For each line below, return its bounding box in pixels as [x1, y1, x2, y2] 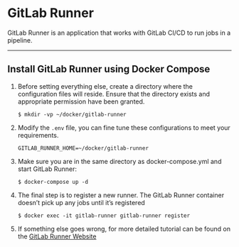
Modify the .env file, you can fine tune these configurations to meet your [17, 123, 231, 132]
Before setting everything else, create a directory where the [17, 82, 193, 90]
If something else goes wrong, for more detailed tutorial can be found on [17, 224, 231, 233]
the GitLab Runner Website [17, 232, 97, 241]
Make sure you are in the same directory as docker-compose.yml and [17, 157, 222, 165]
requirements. [17, 131, 59, 139]
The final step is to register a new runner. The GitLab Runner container [17, 190, 225, 199]
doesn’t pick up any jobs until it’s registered [17, 198, 146, 207]
